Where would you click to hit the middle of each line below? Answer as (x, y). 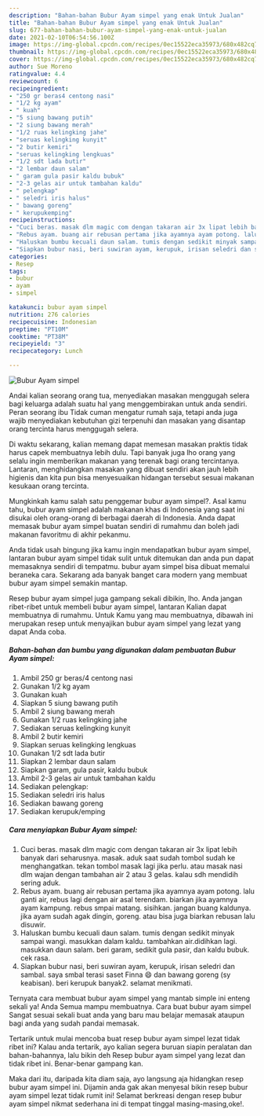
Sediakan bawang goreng (62, 803)
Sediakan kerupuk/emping (63, 811)
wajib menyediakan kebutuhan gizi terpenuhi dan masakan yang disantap (127, 420)
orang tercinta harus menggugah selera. (74, 429)
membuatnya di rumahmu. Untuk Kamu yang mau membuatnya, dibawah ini (131, 615)
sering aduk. (40, 883)
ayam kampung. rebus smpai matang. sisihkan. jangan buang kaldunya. (136, 908)
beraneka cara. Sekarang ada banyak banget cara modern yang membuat (128, 575)
